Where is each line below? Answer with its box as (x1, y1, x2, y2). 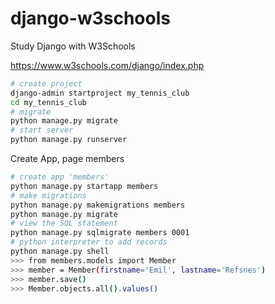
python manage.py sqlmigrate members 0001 (10, 228, 190, 238)
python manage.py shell (10, 247, 110, 257)
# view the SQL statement (10, 218, 118, 229)
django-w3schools (10, 7, 171, 30)
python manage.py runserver (10, 135, 128, 145)
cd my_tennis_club (10, 97, 87, 107)
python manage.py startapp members (10, 181, 159, 191)
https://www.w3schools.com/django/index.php (10, 59, 205, 71)
